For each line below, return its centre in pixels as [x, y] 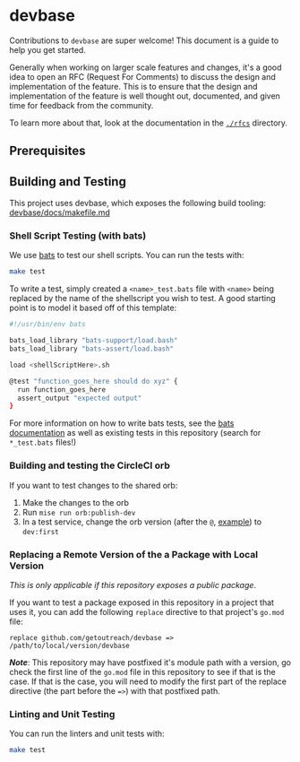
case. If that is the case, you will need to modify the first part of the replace [148, 681]
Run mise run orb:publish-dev [79, 512]
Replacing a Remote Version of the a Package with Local [133, 554]
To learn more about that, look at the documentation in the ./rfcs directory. [149, 123]
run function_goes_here [61, 390]
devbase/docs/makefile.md [60, 212]
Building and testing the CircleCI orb [90, 465]
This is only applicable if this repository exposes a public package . [133, 584]
